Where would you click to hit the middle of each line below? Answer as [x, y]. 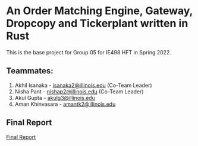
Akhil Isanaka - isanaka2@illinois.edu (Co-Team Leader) [84, 85]
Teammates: [30, 71]
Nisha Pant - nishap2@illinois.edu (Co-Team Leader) [79, 91]
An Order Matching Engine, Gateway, [100, 11]
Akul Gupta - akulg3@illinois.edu [55, 98]
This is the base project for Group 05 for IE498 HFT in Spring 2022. [89, 52]
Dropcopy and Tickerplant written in [97, 23]
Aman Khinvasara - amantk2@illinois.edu [65, 104]
